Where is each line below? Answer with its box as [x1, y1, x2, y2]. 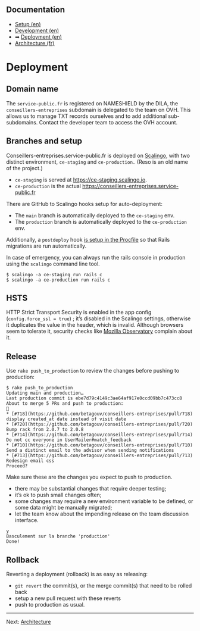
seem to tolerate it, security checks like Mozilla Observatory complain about [6, 327, 193, 335]
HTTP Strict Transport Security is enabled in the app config [6, 309, 152, 316]
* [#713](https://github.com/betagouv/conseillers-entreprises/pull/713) [6, 452, 193, 459]
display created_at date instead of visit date [6, 416, 127, 422]
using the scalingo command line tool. [6, 260, 100, 267]
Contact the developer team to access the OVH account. [39, 118, 178, 126]
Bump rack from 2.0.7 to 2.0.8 [6, 427, 84, 433]
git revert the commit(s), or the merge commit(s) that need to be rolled [14, 582, 192, 589]
